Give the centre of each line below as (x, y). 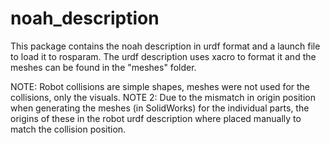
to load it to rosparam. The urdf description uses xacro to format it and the (163, 56)
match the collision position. (68, 129)
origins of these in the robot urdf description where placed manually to (156, 118)
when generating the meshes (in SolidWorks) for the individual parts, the (160, 108)
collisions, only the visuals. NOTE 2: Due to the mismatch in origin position (163, 97)
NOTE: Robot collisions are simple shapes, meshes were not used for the (160, 86)
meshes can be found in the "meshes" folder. (103, 67)
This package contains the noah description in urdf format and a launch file (165, 46)
